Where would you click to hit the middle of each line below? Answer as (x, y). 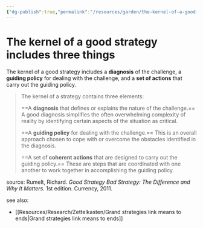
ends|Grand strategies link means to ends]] (69, 218)
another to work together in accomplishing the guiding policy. (97, 170)
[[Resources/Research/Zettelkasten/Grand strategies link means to (98, 212)
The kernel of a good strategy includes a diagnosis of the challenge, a (94, 72)
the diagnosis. (39, 146)
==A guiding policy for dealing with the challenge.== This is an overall (109, 132)
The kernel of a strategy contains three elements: (82, 96)
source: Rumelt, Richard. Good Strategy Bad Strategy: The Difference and (98, 182)
